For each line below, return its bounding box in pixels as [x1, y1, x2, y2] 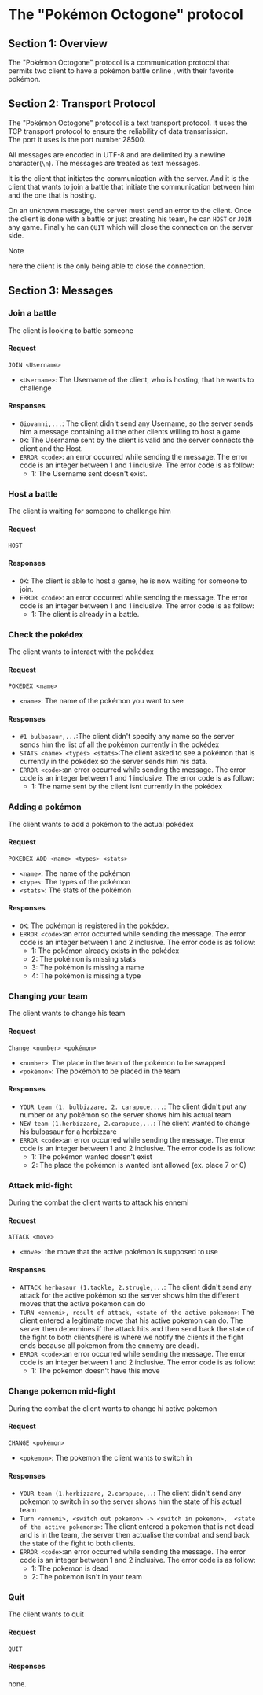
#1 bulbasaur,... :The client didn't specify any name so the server [19, 732, 235, 741]
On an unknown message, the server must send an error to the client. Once [8, 205, 252, 215]
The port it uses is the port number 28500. [8, 135, 146, 144]
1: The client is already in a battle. [31, 609, 140, 619]
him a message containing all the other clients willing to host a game [19, 427, 241, 436]
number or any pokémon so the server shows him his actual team [19, 1110, 232, 1119]
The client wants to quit [8, 1609, 85, 1619]
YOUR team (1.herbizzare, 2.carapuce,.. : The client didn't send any [19, 1489, 242, 1498]
